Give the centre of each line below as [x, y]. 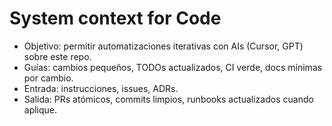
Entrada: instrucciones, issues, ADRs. [101, 88]
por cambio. [48, 78]
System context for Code [115, 18]
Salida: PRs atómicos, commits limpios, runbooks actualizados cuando [168, 99]
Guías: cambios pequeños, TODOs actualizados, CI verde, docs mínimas [173, 67]
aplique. [40, 109]
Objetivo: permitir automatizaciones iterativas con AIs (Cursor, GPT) [163, 46]
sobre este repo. [57, 56]
